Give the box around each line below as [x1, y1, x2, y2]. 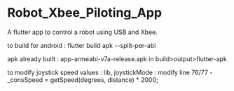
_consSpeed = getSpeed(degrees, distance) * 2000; [7, 75, 159, 84]
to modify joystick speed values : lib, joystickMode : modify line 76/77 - [7, 68, 213, 76]
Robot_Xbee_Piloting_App [7, 5, 163, 21]
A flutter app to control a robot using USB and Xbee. [7, 28, 158, 36]
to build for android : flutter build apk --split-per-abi [7, 41, 156, 49]
